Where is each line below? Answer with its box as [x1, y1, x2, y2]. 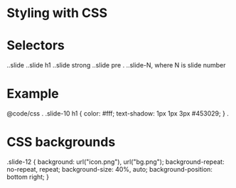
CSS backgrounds [6, 134, 116, 150]
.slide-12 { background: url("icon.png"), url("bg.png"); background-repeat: [6, 157, 225, 166]
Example [6, 86, 59, 102]
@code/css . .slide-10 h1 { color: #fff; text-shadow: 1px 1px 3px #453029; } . [6, 109, 229, 118]
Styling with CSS [6, 5, 108, 21]
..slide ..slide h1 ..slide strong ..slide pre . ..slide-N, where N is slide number [6, 61, 226, 70]
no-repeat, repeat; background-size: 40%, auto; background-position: [6, 165, 213, 173]
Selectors [6, 38, 65, 54]
